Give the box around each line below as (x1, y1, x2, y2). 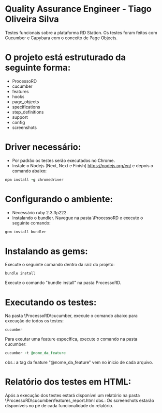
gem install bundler (5, 229, 47, 234)
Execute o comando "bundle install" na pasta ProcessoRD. (5, 280, 121, 286)
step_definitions (12, 109, 44, 115)
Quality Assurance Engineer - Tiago (5, 3, 152, 15)
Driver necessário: (5, 142, 81, 153)
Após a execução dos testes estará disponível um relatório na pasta (5, 392, 140, 398)
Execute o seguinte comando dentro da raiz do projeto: (5, 262, 115, 268)
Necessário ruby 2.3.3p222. (12, 209, 68, 215)
